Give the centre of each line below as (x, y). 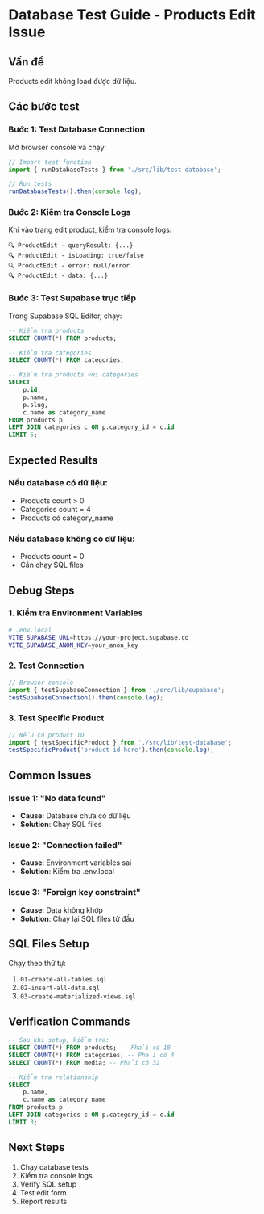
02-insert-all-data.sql (60, 988)
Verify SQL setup (48, 1184)
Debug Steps (41, 590)
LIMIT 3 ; (23, 1122)
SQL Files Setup (49, 944)
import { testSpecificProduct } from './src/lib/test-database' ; (120, 742)
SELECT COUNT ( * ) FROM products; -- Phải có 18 (90, 1048)
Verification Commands (69, 1021)
